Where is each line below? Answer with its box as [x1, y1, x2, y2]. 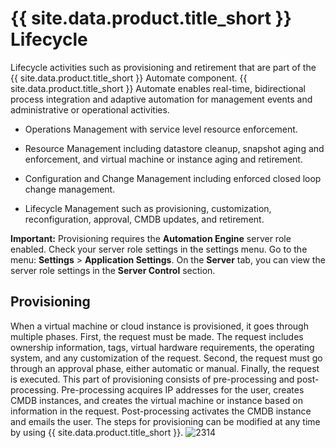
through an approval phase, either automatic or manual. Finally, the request [10, 362, 320, 374]
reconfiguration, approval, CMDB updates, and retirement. [24, 213, 265, 225]
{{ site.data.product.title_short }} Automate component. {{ [10, 72, 248, 84]
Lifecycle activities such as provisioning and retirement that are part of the [10, 61, 317, 73]
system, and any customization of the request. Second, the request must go [10, 352, 323, 364]
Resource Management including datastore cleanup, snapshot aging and [24, 142, 325, 154]
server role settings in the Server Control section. [10, 264, 216, 276]
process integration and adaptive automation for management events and [10, 93, 313, 105]
